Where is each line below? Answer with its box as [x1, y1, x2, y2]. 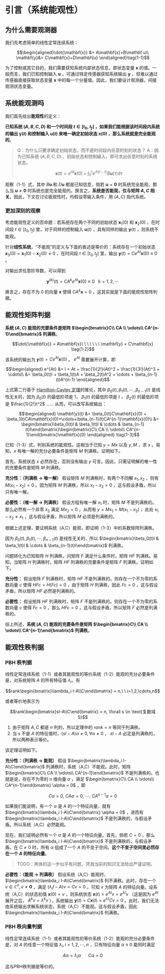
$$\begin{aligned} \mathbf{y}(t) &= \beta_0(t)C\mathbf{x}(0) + [19, 411, 147, 417]
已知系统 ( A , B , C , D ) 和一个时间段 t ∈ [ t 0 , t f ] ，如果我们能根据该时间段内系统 [5, 124, 160, 130]
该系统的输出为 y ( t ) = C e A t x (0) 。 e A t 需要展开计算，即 [5, 356, 116, 362]
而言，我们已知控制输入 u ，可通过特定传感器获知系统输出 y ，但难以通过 [9, 71, 158, 77]
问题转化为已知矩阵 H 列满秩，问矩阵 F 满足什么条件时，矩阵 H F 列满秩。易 [5, 552, 158, 559]
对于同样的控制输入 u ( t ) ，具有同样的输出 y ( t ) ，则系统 [44, 227, 155, 232]
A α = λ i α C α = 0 [63, 952, 103, 959]
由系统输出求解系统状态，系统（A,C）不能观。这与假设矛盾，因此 [5, 904, 138, 909]
